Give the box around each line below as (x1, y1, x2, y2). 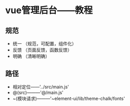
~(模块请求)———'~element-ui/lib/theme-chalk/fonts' (12, 95, 125, 101)
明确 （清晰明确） (12, 54, 50, 59)
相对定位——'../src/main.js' (12, 84, 70, 90)
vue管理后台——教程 (5, 5, 93, 16)
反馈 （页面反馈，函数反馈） (12, 47, 72, 53)
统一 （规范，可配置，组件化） (12, 41, 77, 46)
